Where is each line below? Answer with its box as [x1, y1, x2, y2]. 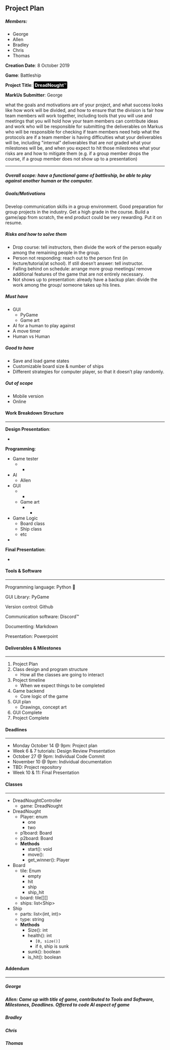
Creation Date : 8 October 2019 [5, 63, 70, 69]
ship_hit [27, 889, 45, 895]
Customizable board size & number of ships [12, 363, 104, 369]
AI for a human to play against [12, 322, 75, 328]
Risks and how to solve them [5, 231, 67, 237]
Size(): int [27, 927, 48, 933]
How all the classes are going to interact [20, 672, 104, 678]
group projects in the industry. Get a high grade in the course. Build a [5, 208, 149, 215]
